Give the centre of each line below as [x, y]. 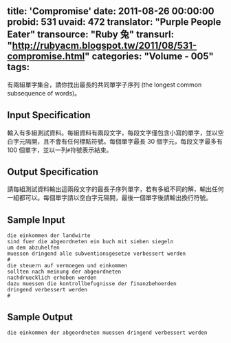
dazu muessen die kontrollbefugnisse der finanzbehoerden [92, 284]
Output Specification [53, 172]
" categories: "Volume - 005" [150, 57]
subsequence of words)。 [44, 93]
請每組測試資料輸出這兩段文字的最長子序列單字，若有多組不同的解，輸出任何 [115, 189]
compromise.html [46, 57]
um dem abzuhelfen [33, 248]
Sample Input [36, 220]
